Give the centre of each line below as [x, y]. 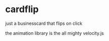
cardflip [22, 9]
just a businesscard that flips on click [44, 23]
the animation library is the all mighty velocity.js [55, 33]
